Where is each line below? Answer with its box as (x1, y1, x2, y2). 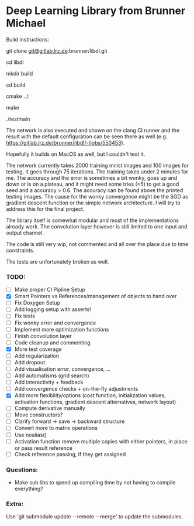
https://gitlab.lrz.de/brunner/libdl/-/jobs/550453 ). (6, 139, 125, 146)
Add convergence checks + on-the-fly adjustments (14, 385, 138, 392)
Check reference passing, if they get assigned (14, 450, 126, 457)
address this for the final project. (6, 205, 85, 212)
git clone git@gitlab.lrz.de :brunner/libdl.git (6, 47, 108, 54)
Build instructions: (6, 36, 50, 43)
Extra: (6, 500, 24, 508)
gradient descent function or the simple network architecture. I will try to (6, 199, 181, 206)
